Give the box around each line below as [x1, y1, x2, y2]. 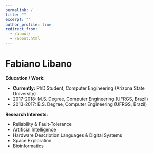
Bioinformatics [12, 143, 44, 149]
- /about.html [10, 36, 40, 41]
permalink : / [5, 7, 33, 13]
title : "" [5, 12, 27, 17]
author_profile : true [5, 21, 52, 27]
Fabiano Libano [5, 58, 72, 70]
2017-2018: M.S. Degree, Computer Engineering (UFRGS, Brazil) [12, 96, 148, 102]
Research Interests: [5, 111, 48, 117]
